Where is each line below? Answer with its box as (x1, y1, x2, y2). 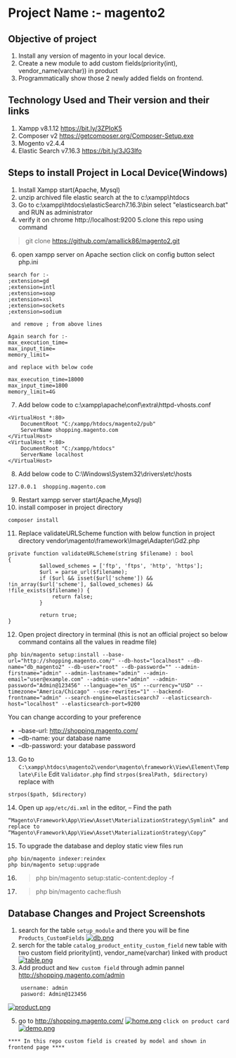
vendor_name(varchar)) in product (18, 67, 118, 75)
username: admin (20, 985, 69, 992)
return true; (39, 611, 78, 618)
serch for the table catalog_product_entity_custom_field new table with (18, 941, 228, 950)
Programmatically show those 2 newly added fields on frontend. (18, 74, 204, 82)
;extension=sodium (8, 308, 62, 315)
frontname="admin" (8, 694, 62, 701)
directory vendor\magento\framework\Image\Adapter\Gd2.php (18, 536, 200, 544)
